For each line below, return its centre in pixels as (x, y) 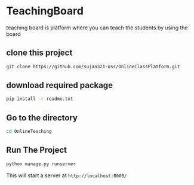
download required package (60, 85)
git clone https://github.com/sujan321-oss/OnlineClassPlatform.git (93, 66)
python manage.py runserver (41, 164)
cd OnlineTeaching (29, 132)
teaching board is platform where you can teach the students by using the (97, 28)
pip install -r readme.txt (40, 99)
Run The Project (37, 150)
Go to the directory (42, 118)
